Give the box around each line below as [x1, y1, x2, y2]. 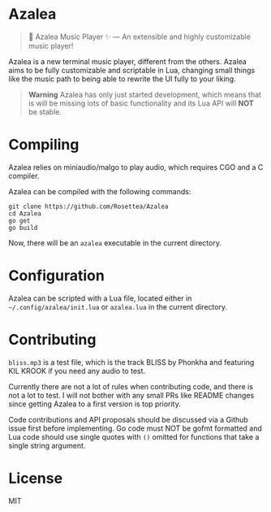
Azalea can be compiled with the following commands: [8, 186, 191, 196]
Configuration [8, 267, 105, 285]
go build [8, 223, 38, 232]
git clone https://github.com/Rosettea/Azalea [8, 202, 169, 210]
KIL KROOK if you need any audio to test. [8, 366, 146, 375]
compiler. [8, 171, 40, 180]
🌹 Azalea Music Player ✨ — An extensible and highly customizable [28, 32, 252, 41]
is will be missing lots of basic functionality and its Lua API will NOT [28, 98, 254, 108]
